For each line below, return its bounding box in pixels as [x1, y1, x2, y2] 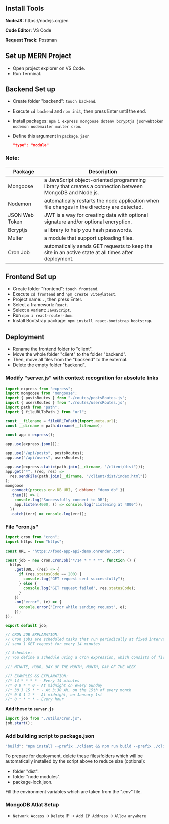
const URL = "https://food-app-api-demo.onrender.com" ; [5, 548, 125, 554]
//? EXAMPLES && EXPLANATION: [5, 674, 69, 679]
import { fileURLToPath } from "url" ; [5, 409, 87, 414]
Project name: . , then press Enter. [12, 296, 83, 302]
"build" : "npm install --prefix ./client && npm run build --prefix [5, 744, 152, 749]
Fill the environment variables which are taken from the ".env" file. [5, 789, 142, 795]
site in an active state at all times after [44, 249, 133, 256]
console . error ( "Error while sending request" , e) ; [18, 605, 127, 610]
